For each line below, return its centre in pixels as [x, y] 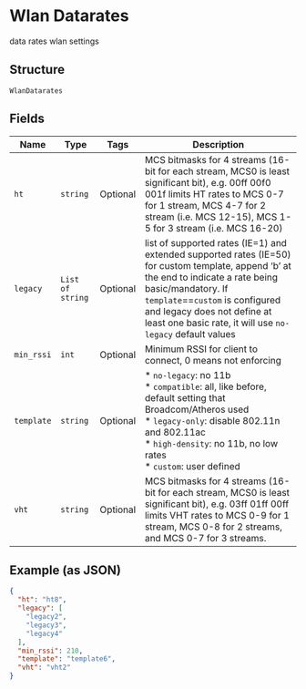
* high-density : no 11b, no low [211, 443]
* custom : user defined [193, 466]
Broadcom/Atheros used [197, 409]
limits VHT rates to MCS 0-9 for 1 [217, 515]
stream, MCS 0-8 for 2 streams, [213, 527]
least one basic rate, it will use [209, 323]
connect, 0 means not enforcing [213, 360]
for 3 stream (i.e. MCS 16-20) [218, 228]
